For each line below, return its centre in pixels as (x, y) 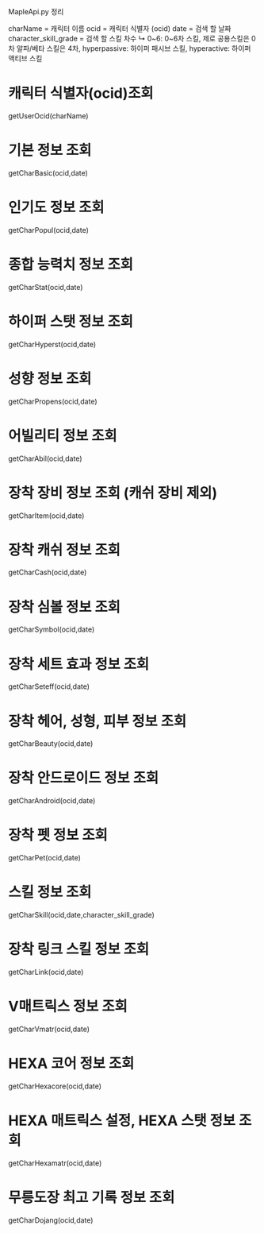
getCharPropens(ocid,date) (53, 401)
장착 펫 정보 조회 (58, 835)
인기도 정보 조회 (56, 208)
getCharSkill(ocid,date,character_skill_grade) (81, 915)
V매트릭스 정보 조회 (68, 1007)
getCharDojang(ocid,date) (51, 1220)
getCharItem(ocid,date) (46, 516)
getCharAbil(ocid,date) (45, 458)
